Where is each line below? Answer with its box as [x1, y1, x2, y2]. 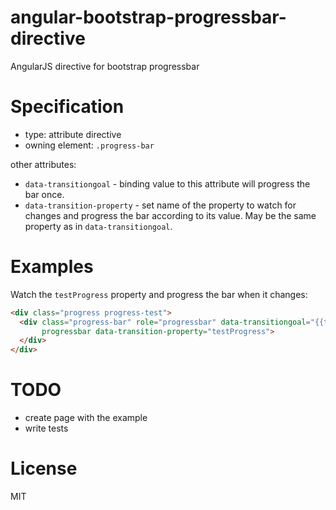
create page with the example [24, 412, 148, 424]
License [10, 457, 78, 480]
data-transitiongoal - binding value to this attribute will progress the [24, 177, 311, 190]
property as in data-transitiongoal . [24, 220, 173, 232]
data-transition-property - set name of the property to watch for [24, 199, 297, 211]
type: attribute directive [24, 128, 122, 140]
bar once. [24, 188, 65, 200]
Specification [10, 96, 125, 118]
